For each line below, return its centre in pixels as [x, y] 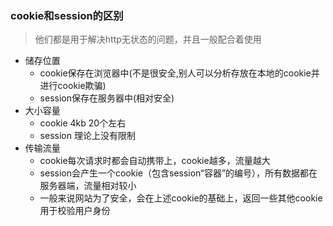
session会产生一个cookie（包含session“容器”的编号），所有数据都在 [178, 173]
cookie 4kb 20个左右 [83, 123]
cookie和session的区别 [67, 15]
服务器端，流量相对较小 [88, 186]
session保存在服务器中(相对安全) [107, 98]
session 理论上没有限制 [87, 136]
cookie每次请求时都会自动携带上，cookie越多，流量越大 [155, 161]
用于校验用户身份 [75, 211]
